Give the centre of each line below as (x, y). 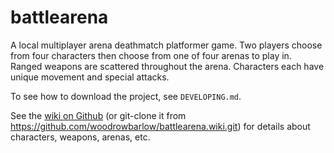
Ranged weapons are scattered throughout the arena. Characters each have (167, 66)
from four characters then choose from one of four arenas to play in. (151, 55)
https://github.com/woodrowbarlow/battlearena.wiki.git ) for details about (160, 126)
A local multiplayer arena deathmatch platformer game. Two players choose (166, 45)
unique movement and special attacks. (90, 77)
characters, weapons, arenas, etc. (80, 137)
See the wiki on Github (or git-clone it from (98, 115)
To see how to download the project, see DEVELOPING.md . (126, 96)
